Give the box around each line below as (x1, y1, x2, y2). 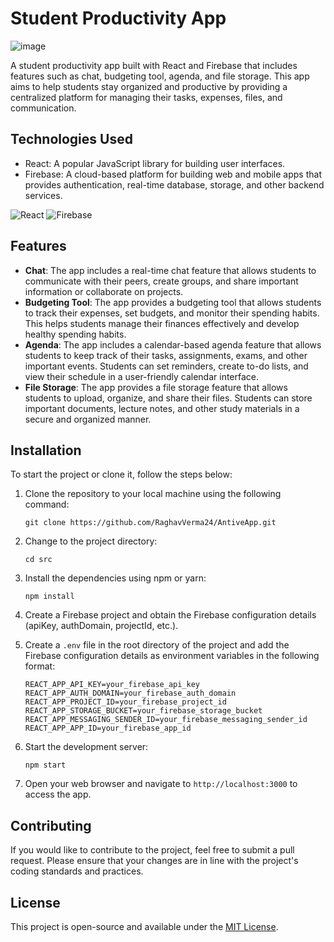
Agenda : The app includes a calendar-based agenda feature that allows (24, 338, 322, 351)
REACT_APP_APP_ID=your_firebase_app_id (24, 723, 192, 734)
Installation (10, 442, 82, 459)
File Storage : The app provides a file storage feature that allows (24, 381, 288, 393)
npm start (24, 760, 67, 771)
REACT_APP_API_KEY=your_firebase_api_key (24, 680, 200, 690)
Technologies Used (10, 131, 133, 148)
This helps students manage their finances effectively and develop (24, 317, 300, 329)
